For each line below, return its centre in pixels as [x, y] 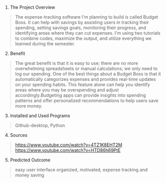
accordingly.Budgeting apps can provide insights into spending [80, 95]
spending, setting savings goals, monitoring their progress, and [80, 28]
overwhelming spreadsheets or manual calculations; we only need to [86, 68]
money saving [29, 175]
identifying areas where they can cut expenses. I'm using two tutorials [88, 33]
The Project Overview [32, 7]
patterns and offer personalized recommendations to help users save [87, 101]
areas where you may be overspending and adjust [67, 90]
